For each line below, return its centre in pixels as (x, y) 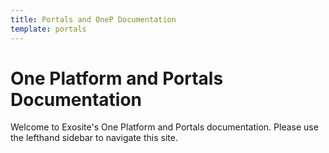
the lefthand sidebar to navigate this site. (94, 138)
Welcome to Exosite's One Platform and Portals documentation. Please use (164, 127)
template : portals (48, 29)
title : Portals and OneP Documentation (93, 19)
